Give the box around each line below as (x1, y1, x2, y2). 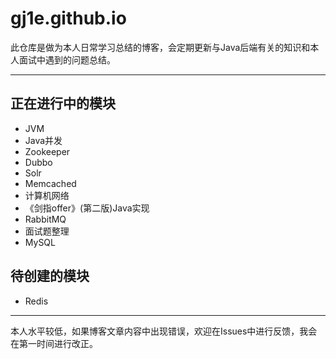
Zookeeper (24, 145, 71, 157)
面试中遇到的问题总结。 (18, 53, 116, 66)
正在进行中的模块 (10, 95, 116, 112)
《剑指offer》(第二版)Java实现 (24, 202, 150, 214)
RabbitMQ (24, 213, 67, 225)
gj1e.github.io (10, 7, 127, 30)
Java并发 (24, 134, 63, 146)
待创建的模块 (10, 268, 90, 285)
